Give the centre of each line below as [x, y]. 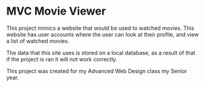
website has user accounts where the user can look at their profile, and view [102, 34]
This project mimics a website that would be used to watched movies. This [100, 28]
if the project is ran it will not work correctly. [62, 59]
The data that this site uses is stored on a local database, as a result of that [101, 52]
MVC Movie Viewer [56, 11]
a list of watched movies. [38, 41]
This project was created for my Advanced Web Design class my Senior [97, 71]
